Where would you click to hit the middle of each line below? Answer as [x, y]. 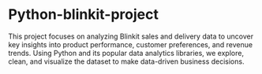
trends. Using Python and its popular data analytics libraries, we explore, [126, 53]
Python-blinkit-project [84, 15]
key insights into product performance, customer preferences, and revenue [131, 44]
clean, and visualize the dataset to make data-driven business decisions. [126, 61]
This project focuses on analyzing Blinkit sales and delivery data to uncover [131, 36]
